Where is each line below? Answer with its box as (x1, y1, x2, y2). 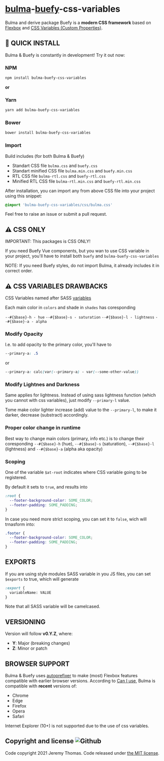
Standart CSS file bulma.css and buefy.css (12, 163, 98, 169)
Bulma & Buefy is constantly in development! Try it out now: (5, 52, 125, 58)
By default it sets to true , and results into (5, 484, 88, 490)
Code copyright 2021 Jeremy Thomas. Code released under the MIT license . (5, 750, 160, 756)
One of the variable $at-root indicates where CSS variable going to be (5, 469, 147, 475)
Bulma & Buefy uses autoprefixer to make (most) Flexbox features (5, 673, 138, 679)
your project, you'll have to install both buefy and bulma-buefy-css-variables (5, 253, 159, 259)
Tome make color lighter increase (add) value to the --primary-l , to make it (5, 407, 157, 413)
